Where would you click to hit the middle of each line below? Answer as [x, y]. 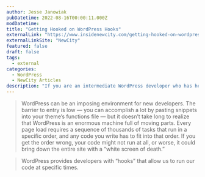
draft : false [23, 52]
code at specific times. [50, 167]
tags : [13, 58]
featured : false [27, 47]
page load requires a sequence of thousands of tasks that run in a [104, 130]
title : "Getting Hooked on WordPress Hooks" [64, 29]
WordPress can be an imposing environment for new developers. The [109, 104]
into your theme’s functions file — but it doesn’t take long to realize [105, 116]
